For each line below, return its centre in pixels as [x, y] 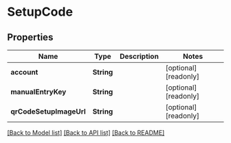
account [24, 72]
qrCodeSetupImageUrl [48, 112]
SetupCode [40, 12]
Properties [30, 37]
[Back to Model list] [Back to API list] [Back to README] [86, 133]
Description [139, 56]
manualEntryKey [38, 92]
